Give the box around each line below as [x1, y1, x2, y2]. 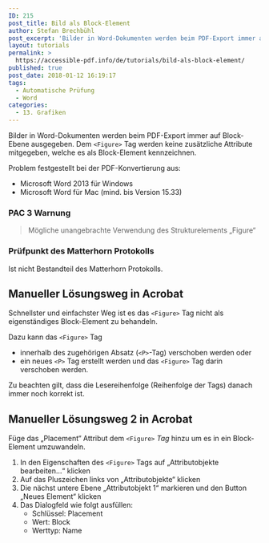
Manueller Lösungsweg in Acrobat [8, 286, 184, 301]
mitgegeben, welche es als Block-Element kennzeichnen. [8, 148, 197, 157]
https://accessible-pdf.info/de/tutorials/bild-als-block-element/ [15, 57, 246, 65]
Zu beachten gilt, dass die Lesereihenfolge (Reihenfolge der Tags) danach [8, 380, 253, 390]
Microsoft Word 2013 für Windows [19, 179, 134, 188]
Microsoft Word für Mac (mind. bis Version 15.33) [19, 188, 183, 197]
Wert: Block [31, 517, 70, 527]
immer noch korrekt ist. [8, 389, 86, 399]
